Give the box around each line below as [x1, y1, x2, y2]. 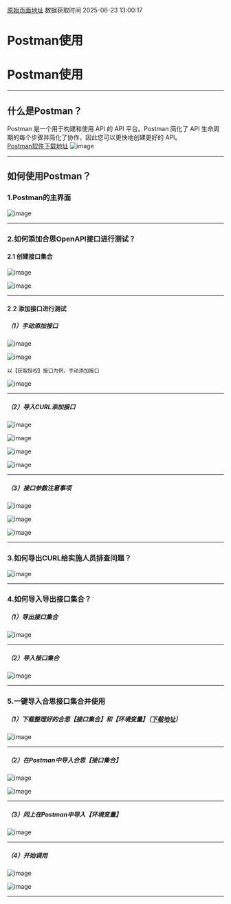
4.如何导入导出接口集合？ [7, 594, 91, 604]
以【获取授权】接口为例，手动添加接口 [7, 368, 100, 375]
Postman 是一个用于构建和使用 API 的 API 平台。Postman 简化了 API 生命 [7, 124, 214, 132]
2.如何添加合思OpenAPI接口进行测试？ [7, 234, 136, 244]
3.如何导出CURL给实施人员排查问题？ [7, 553, 132, 563]
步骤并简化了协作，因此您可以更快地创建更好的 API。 [30, 133, 181, 141]
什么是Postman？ [7, 105, 82, 117]
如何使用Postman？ [7, 170, 91, 182]
